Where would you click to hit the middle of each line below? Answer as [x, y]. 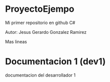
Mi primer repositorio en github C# [40, 23]
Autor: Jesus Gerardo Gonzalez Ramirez [46, 32]
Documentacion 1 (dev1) [55, 62]
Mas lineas [16, 41]
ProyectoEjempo [40, 9]
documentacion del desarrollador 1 [40, 75]
